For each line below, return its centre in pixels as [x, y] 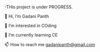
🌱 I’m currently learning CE [31, 35]
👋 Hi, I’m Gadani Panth [27, 16]
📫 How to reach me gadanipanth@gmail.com [50, 45]
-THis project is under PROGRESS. [39, 7]
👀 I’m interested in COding [30, 26]
